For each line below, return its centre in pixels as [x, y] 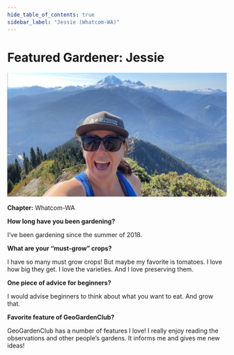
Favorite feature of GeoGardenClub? [61, 317]
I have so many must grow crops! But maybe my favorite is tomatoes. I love [115, 262]
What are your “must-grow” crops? [60, 248]
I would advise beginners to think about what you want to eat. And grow [110, 296]
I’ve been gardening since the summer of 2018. [75, 234]
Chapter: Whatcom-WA [41, 207]
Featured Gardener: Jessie [86, 58]
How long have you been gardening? [61, 221]
